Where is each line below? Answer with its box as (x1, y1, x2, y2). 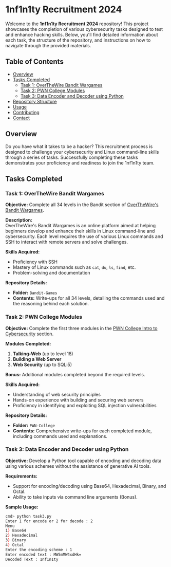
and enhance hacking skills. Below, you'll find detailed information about (5, 31, 158, 38)
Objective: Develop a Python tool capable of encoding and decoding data (5, 458, 162, 464)
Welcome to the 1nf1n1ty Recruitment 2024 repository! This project (5, 21, 149, 27)
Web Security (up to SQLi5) (12, 361, 72, 368)
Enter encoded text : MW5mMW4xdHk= (5, 552, 82, 557)
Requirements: (5, 473, 37, 479)
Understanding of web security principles (12, 391, 101, 397)
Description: (5, 217, 32, 223)
